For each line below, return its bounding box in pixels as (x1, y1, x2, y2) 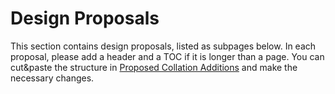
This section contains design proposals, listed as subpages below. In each (10, 40, 317, 52)
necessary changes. (10, 72, 95, 84)
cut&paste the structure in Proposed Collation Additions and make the (10, 61, 298, 73)
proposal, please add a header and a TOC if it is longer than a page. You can (10, 50, 325, 62)
